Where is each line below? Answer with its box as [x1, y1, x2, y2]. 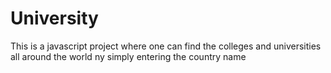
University [10, 7, 99, 30]
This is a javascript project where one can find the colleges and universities [10, 40, 322, 52]
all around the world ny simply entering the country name [10, 50, 247, 62]
